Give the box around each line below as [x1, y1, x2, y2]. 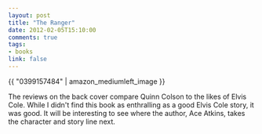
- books [8, 48, 34, 56]
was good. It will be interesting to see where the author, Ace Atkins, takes [8, 108, 246, 118]
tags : [8, 41, 26, 49]
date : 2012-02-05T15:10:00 [8, 26, 96, 34]
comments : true [8, 33, 58, 42]
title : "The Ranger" [8, 19, 76, 27]
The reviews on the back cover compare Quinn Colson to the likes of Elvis [8, 92, 247, 101]
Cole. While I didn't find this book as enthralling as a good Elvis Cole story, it [8, 100, 255, 110]
